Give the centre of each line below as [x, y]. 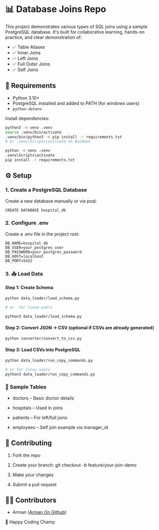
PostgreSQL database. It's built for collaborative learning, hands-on [75, 32]
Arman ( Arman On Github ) [39, 512]
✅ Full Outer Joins [31, 64]
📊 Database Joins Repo [56, 9]
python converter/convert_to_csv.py [43, 338]
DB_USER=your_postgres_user [35, 247]
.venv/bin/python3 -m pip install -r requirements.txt [64, 137]
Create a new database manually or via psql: [51, 201]
